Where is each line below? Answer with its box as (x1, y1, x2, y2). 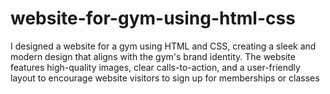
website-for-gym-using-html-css (10, 7, 296, 30)
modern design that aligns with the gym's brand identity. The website (10, 50, 296, 62)
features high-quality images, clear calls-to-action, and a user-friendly (10, 61, 301, 73)
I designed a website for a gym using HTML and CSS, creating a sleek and (10, 40, 317, 52)
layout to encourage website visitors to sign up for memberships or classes (10, 72, 320, 84)
